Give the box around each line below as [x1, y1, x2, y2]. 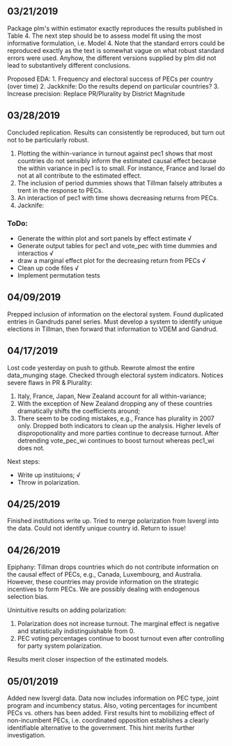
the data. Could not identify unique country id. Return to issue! [7, 524, 186, 533]
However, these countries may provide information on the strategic [7, 578, 199, 586]
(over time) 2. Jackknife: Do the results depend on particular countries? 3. [7, 82, 219, 90]
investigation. [7, 731, 46, 739]
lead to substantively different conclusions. [7, 61, 131, 69]
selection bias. [7, 593, 49, 601]
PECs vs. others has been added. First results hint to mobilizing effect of [7, 708, 215, 717]
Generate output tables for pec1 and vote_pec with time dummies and [17, 241, 217, 250]
